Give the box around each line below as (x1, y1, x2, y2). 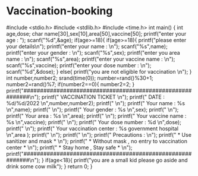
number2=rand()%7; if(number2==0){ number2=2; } (6, 80, 135, 87)
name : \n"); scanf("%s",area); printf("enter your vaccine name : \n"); (6, 55, 175, 62)
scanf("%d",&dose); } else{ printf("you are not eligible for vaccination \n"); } (6, 68, 192, 75)
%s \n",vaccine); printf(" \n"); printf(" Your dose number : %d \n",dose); (6, 118, 181, 125)
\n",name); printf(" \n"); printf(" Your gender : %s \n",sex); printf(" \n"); (6, 106, 179, 113)
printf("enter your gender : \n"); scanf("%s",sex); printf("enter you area (6, 49, 180, 56)
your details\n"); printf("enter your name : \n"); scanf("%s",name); (6, 43, 168, 50)
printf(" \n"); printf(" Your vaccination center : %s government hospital (6, 125, 179, 132)
